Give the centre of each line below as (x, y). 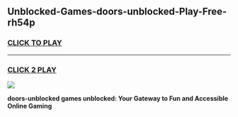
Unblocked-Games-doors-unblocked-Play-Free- (117, 12)
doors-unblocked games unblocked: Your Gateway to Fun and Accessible (118, 98)
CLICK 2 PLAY (32, 69)
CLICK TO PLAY (35, 43)
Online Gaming (30, 106)
